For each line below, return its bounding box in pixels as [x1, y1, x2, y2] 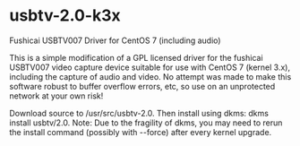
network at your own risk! [9, 90, 104, 101]
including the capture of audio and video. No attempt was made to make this [9, 71, 292, 82]
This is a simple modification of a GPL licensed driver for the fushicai [9, 52, 263, 63]
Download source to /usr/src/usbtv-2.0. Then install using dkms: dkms [9, 107, 269, 118]
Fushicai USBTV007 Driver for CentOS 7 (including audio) [9, 35, 221, 46]
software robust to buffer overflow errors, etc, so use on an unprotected [9, 81, 276, 91]
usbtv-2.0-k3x [9, 5, 121, 26]
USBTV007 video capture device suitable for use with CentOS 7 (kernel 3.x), [9, 62, 291, 73]
